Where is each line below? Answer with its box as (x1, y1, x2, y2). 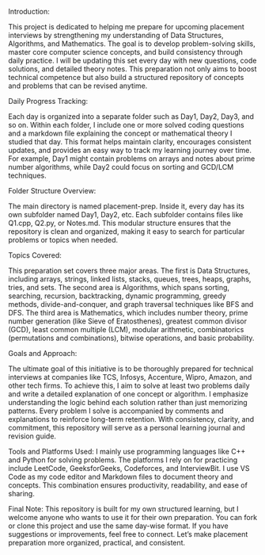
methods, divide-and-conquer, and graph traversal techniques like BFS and (8, 300, 254, 308)
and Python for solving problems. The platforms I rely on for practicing (8, 455, 238, 465)
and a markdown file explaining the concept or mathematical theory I (8, 128, 233, 138)
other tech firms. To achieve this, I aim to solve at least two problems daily (8, 381, 251, 390)
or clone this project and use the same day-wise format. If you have (8, 521, 229, 530)
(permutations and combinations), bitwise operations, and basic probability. (8, 333, 255, 343)
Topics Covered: (8, 251, 62, 260)
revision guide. (8, 431, 57, 441)
